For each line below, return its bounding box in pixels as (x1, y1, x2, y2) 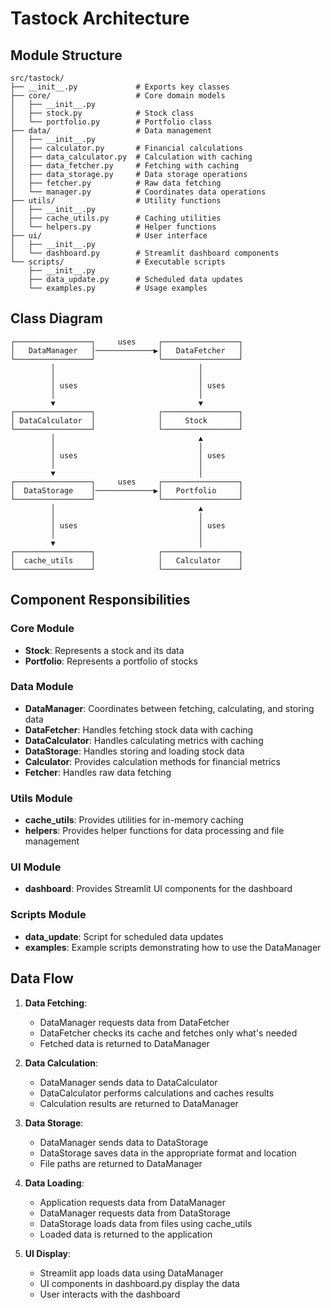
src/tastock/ (10, 73, 65, 83)
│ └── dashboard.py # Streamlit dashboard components (10, 248, 280, 258)
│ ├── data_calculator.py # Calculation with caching (10, 152, 253, 162)
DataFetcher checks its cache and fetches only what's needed (39, 1027, 298, 1039)
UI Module (10, 860, 62, 874)
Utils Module (10, 791, 73, 805)
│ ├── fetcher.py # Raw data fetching (10, 178, 222, 188)
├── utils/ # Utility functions (10, 196, 222, 206)
